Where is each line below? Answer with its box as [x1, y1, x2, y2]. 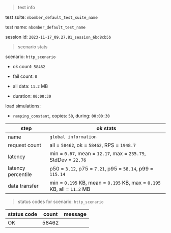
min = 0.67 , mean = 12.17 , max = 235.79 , [49, 150, 146, 157]
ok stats [96, 125, 117, 132]
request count [8, 142, 42, 149]
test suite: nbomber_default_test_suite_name [5, 14, 98, 20]
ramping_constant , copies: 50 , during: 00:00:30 [12, 113, 110, 119]
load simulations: [5, 103, 41, 109]
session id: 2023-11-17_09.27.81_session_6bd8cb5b [5, 34, 111, 40]
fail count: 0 [12, 73, 38, 79]
